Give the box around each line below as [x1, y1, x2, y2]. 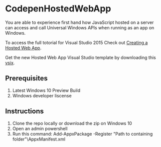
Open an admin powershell [12, 125, 68, 132]
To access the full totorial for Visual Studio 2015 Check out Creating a [5, 39, 148, 45]
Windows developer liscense [12, 92, 72, 98]
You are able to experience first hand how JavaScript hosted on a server [5, 19, 154, 25]
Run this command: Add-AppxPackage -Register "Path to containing [12, 131, 153, 137]
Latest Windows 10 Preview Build [12, 87, 81, 93]
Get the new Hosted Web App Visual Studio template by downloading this [5, 54, 156, 60]
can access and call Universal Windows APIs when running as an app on [5, 24, 155, 30]
